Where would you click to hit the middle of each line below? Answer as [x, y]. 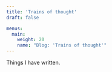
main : [19, 34]
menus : [15, 28]
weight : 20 [31, 40]
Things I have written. [33, 62]
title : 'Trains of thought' [42, 12]
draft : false [23, 18]
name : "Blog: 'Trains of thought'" [62, 45]
